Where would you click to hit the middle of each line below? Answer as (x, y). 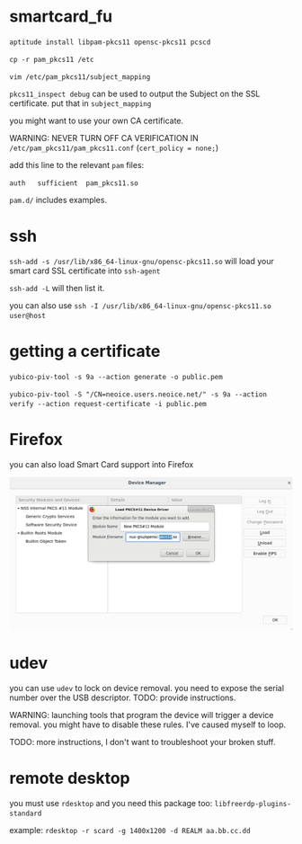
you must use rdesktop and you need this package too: (111, 803)
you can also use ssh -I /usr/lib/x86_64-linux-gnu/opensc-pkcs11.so (140, 305)
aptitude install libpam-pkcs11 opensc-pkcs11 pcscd (110, 42)
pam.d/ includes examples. (58, 200)
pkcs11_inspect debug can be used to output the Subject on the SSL (135, 93)
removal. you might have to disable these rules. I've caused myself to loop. (148, 724)
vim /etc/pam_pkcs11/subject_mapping (80, 77)
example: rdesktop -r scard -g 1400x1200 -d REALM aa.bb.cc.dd (130, 830)
